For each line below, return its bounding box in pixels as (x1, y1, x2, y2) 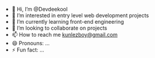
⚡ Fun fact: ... (11, 46, 44, 53)
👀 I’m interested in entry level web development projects (11, 12, 149, 19)
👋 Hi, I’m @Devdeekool (11, 6, 68, 12)
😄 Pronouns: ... (11, 40, 50, 47)
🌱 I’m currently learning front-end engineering (11, 18, 124, 25)
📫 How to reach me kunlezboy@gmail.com (11, 31, 118, 38)
